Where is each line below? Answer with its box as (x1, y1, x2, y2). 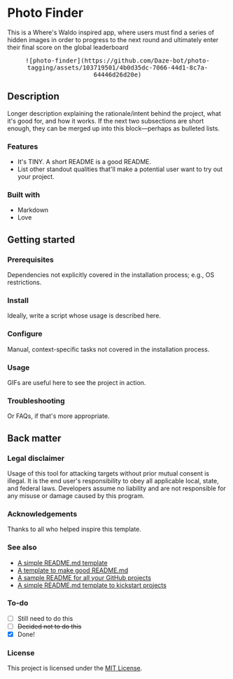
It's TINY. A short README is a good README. (17, 158, 152, 166)
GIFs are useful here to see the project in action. (7, 378, 146, 386)
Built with (7, 189, 41, 199)
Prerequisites (7, 255, 54, 264)
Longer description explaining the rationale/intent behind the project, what (7, 109, 222, 117)
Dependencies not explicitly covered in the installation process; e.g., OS (7, 271, 215, 279)
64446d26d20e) (93, 70, 142, 79)
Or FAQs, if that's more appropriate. (7, 412, 110, 420)
